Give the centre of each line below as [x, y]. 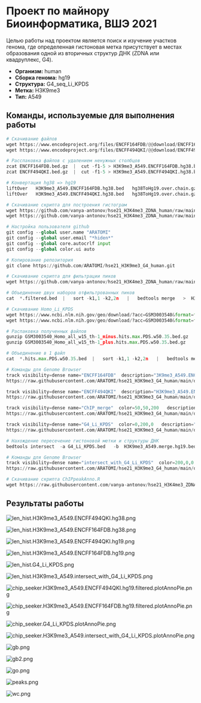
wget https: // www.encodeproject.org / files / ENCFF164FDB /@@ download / [92, 144]
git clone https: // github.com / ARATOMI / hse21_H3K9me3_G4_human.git [91, 265]
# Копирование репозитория [40, 260]
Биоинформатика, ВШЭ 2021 [82, 24]
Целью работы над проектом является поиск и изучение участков [92, 40]
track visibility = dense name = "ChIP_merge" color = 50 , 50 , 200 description [101, 408]
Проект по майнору [58, 11]
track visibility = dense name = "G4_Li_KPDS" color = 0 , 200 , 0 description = [100, 424]
